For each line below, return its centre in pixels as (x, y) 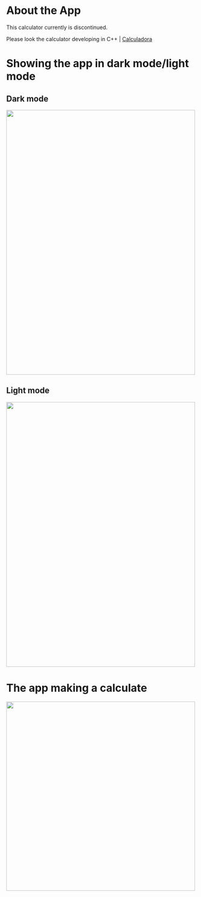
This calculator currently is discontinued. (57, 27)
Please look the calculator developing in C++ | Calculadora (79, 39)
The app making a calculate (77, 688)
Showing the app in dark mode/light (97, 64)
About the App (44, 11)
